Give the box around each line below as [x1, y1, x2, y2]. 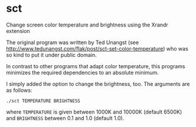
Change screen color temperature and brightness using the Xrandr [6, 21, 168, 28]
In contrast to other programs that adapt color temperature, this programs [6, 62, 185, 69]
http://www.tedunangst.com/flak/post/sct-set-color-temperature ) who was [6, 45, 189, 52]
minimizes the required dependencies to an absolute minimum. [6, 69, 159, 76]
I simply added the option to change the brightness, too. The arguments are [6, 80, 190, 87]
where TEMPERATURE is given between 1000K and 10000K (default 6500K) [6, 108, 182, 115]
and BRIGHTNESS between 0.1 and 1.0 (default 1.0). [6, 114, 125, 122]
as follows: [6, 86, 32, 93]
